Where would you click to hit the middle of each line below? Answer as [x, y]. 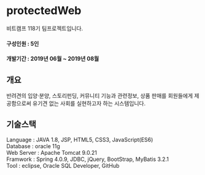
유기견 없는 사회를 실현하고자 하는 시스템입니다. [89, 103]
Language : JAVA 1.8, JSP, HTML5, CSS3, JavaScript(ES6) [80, 140]
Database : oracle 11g [33, 146]
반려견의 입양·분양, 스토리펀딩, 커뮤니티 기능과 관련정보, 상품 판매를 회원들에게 [100, 95]
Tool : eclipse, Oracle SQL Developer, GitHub [63, 165]
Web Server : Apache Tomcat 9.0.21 [52, 152]
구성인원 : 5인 [23, 43]
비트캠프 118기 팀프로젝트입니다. [45, 28]
